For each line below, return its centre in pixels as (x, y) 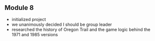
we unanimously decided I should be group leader (62, 24)
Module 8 (19, 8)
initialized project (29, 19)
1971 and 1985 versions (35, 34)
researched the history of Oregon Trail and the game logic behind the (81, 29)
